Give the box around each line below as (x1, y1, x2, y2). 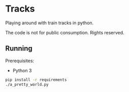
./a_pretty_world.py (5, 82, 49, 87)
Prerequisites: (5, 58, 35, 64)
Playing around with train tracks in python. (5, 20, 94, 26)
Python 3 (12, 67, 32, 73)
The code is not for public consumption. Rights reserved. (5, 29, 124, 35)
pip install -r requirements (5, 77, 67, 82)
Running (5, 44, 33, 53)
